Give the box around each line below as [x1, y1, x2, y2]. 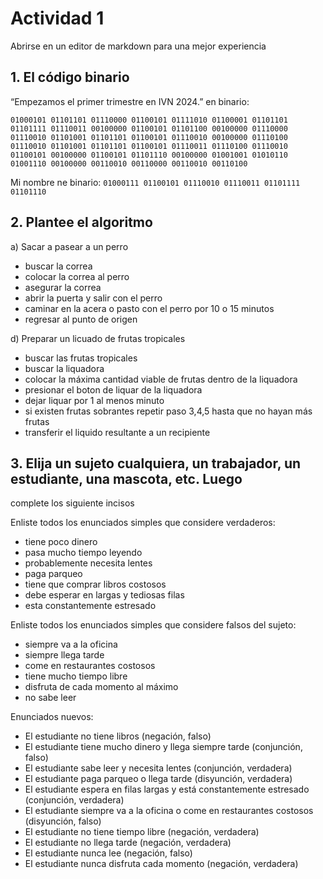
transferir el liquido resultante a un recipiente [24, 426, 211, 438]
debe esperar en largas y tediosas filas [24, 589, 185, 601]
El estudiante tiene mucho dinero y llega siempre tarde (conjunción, [24, 741, 303, 753]
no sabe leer [24, 692, 77, 704]
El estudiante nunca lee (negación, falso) [24, 847, 193, 859]
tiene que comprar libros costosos [24, 578, 167, 591]
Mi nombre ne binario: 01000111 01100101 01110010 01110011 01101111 [10, 176, 301, 188]
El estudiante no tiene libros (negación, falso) [24, 730, 212, 742]
